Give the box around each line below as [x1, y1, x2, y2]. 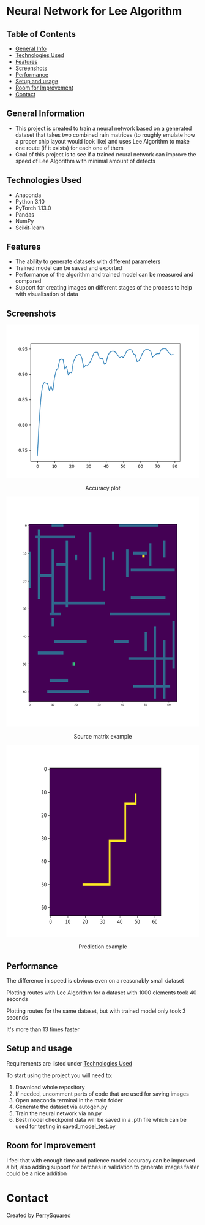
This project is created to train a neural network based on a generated [15, 125, 192, 132]
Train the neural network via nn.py [15, 1109, 102, 1117]
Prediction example [78, 943, 127, 950]
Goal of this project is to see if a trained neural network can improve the [15, 150, 197, 158]
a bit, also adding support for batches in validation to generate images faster [6, 1163, 199, 1170]
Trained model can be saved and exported [15, 264, 122, 272]
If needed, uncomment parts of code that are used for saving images [15, 1090, 190, 1097]
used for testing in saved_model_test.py [15, 1123, 116, 1130]
